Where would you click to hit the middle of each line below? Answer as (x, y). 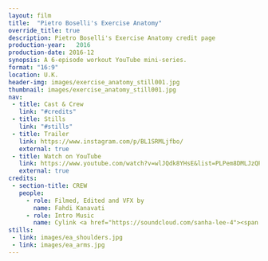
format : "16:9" (33, 68)
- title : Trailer (40, 134)
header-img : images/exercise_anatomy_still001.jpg (94, 82)
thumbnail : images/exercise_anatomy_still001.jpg (93, 90)
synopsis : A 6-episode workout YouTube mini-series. (98, 60)
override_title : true (44, 30)
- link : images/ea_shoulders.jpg (67, 238)
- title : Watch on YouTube (57, 156)
